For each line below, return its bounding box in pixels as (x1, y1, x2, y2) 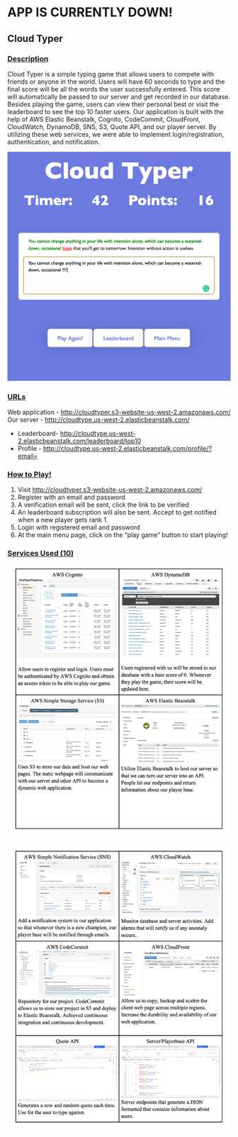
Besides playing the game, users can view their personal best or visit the (7, 100, 220, 108)
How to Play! (7, 469, 52, 479)
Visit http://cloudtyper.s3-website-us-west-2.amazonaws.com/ (17, 486, 203, 494)
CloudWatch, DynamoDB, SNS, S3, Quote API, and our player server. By (7, 122, 217, 131)
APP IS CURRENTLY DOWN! (7, 4, 174, 21)
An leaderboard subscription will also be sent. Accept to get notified (17, 508, 217, 517)
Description (7, 54, 49, 64)
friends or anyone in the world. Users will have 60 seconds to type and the (7, 77, 225, 86)
